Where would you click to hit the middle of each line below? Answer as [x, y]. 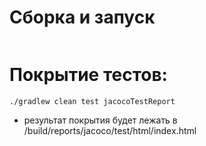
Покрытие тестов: [88, 75]
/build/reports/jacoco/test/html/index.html [110, 130]
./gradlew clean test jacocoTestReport [92, 101]
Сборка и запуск [82, 17]
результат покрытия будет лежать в [100, 120]
